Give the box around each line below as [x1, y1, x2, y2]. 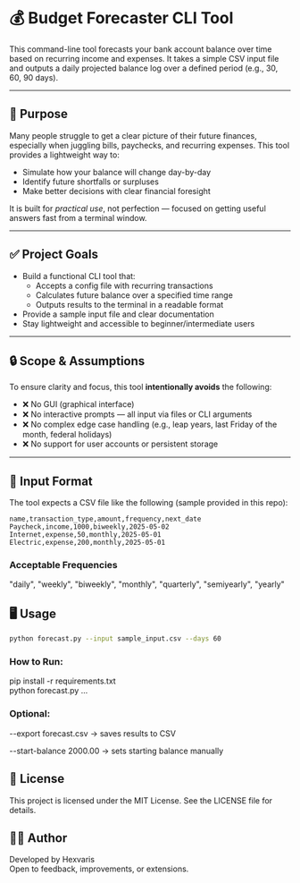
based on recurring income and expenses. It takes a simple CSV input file [9, 53, 279, 64]
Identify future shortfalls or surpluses [21, 176, 159, 187]
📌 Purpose [9, 106, 69, 122]
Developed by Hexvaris [9, 854, 96, 865]
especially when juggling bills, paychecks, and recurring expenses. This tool [9, 140, 290, 150]
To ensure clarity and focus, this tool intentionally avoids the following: [9, 382, 272, 393]
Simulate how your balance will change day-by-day [21, 166, 212, 177]
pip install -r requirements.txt [9, 675, 116, 686]
